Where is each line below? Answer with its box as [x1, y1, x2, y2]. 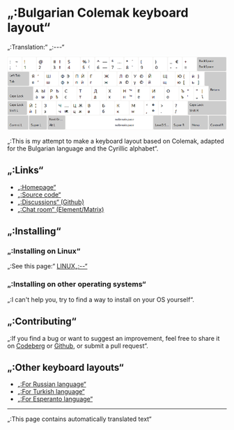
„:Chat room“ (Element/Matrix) [17, 205, 104, 213]
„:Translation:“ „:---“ [7, 43, 65, 51]
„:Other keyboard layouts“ [7, 361, 124, 374]
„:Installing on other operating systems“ [7, 279, 146, 289]
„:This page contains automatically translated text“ [7, 415, 152, 423]
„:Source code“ [17, 190, 61, 199]
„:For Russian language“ [17, 380, 86, 388]
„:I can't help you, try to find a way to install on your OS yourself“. [7, 295, 195, 304]
